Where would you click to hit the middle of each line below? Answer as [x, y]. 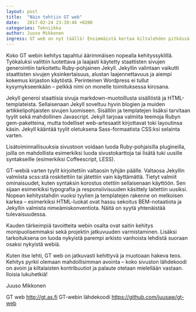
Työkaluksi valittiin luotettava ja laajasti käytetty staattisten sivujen [86, 62]
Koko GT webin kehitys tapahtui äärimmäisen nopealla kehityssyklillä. [90, 55]
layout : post [22, 11]
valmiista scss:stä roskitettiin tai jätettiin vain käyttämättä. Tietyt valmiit [92, 177]
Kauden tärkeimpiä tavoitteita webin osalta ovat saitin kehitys [80, 225]
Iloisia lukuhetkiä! [27, 274]
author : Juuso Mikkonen [35, 33]
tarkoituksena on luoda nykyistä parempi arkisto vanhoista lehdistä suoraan [97, 238]
